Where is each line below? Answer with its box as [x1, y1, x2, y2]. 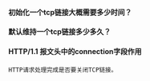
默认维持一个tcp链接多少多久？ [8, 27, 111, 37]
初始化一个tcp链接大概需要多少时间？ [8, 7, 132, 17]
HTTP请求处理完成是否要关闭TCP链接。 [8, 66, 118, 75]
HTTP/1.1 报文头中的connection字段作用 [8, 46, 142, 56]
